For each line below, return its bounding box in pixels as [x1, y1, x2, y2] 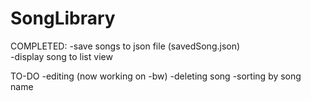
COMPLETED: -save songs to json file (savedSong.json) [10, 40, 241, 52]
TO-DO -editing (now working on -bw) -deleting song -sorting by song [10, 70, 302, 82]
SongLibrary [10, 7, 116, 30]
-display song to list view [10, 50, 113, 62]
